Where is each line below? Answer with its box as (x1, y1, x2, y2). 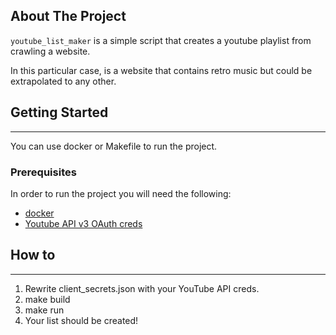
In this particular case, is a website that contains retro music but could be (10, 64, 313, 76)
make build (24, 293, 71, 305)
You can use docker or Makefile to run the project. (10, 140, 218, 152)
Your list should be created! (24, 314, 139, 326)
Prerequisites (10, 165, 77, 179)
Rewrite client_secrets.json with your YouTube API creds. (24, 282, 260, 294)
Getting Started (10, 104, 109, 121)
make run (24, 304, 65, 316)
